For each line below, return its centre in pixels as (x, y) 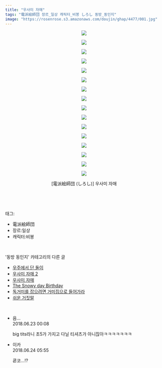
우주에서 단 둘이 (28, 268)
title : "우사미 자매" (25, 10)
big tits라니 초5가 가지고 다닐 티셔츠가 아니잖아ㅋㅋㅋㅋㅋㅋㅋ (72, 334)
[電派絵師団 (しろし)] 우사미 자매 (84, 184)
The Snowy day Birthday (38, 286)
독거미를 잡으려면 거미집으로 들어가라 (48, 292)
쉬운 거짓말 (23, 298)
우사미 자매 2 (25, 274)
